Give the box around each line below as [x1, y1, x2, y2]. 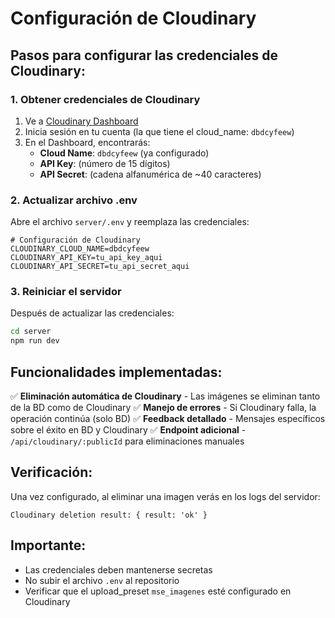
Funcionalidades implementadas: [10, 363, 223, 381]
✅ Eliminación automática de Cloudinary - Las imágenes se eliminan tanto [10, 390, 321, 402]
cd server [10, 327, 52, 337]
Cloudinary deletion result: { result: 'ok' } [10, 510, 208, 520]
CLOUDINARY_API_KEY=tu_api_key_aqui [10, 253, 163, 263]
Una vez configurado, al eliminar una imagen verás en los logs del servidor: [10, 490, 321, 502]
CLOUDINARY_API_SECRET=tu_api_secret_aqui [10, 262, 190, 272]
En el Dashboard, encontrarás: [24, 136, 151, 148]
